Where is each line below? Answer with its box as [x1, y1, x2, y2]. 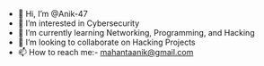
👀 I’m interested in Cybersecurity [17, 18, 140, 29]
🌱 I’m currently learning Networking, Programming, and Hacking [17, 28, 255, 37]
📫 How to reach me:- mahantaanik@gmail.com [17, 47, 194, 57]
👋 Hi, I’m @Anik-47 [17, 9, 88, 19]
